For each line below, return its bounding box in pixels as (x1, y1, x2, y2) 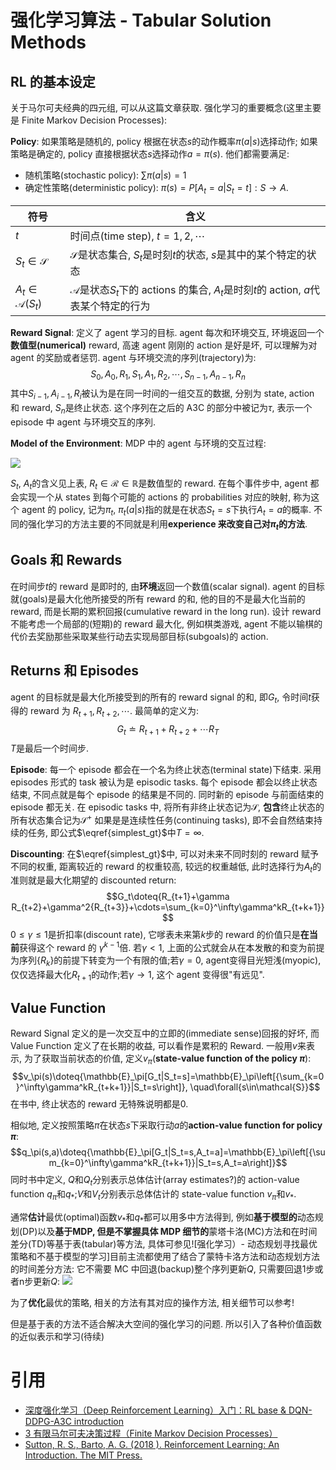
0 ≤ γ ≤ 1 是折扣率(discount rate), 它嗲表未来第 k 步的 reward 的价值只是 (10, 929, 301, 941)
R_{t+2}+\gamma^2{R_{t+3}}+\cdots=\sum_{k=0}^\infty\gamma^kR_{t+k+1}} (11, 901, 325, 913)
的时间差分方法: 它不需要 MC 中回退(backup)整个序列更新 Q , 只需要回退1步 (10, 1262, 315, 1275)
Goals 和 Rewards (10, 552, 123, 569)
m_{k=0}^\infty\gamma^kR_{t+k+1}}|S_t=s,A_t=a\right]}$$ (48, 1157, 288, 1169)
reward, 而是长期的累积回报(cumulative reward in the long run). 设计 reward (10, 605, 322, 617)
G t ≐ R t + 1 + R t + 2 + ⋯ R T (116, 723, 220, 737)
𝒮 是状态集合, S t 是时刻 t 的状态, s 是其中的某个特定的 (69, 247, 307, 263)
